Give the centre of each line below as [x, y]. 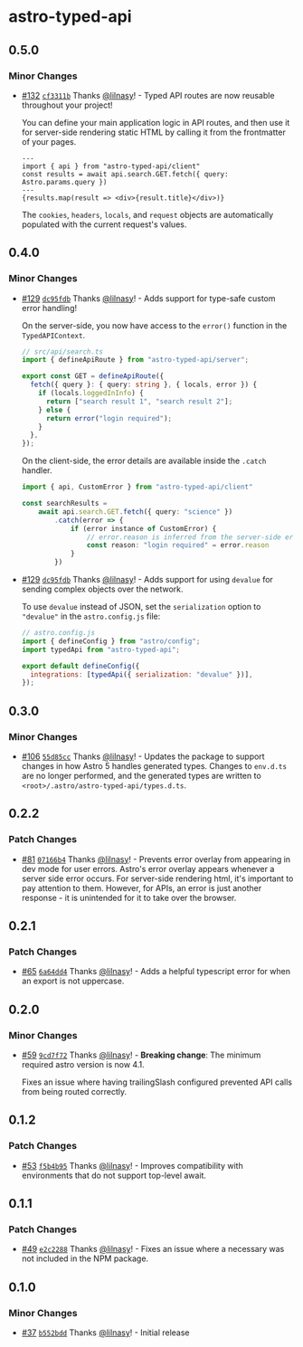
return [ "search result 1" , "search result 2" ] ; [139, 401]
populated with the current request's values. [104, 224]
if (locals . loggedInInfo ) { [91, 394]
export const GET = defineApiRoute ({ [93, 376]
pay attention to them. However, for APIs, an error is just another [142, 887]
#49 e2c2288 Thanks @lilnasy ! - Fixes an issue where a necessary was [153, 1249]
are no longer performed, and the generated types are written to [141, 776]
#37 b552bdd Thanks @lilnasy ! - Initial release [106, 1333]
